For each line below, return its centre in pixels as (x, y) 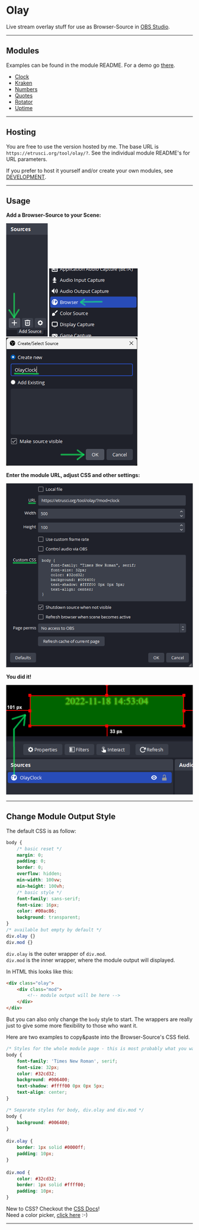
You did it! (19, 677)
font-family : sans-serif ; (49, 899)
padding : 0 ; (31, 861)
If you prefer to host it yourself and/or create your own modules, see (90, 170)
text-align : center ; (42, 1093)
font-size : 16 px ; (38, 905)
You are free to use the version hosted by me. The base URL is (82, 146)
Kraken (23, 83)
